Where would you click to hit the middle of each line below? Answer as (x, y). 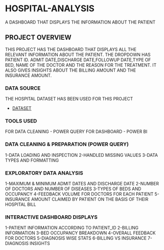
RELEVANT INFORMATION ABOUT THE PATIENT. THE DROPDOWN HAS (78, 54)
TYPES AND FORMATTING (32, 160)
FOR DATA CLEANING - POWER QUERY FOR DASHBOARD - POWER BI (76, 132)
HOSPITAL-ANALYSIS (50, 9)
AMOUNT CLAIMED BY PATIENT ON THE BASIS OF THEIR (90, 199)
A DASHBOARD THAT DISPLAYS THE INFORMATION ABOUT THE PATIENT (80, 22)
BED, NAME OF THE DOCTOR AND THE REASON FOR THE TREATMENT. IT (81, 65)
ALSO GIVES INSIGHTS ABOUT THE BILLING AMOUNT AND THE (70, 70)
